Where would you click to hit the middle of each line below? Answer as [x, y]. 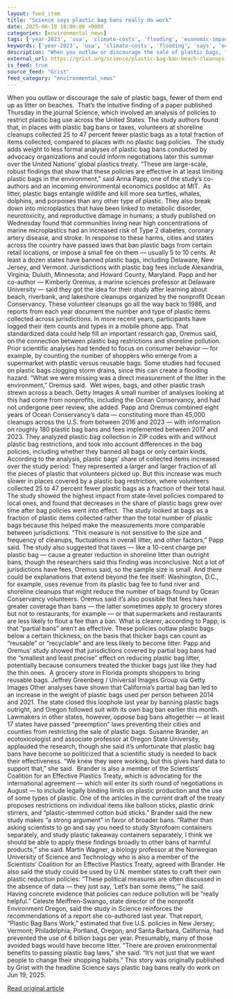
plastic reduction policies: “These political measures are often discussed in [114, 879]
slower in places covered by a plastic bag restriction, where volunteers [108, 481]
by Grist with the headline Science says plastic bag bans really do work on [113, 968]
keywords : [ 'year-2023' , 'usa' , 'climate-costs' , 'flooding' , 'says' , [111, 46]
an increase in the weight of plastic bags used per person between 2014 [110, 695]
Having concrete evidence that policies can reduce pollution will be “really [113, 894]
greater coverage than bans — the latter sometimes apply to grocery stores [115, 606]
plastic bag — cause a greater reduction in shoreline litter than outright [108, 555]
